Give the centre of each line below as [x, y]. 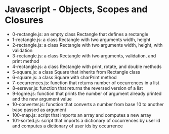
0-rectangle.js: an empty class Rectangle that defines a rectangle [80, 34]
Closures [24, 20]
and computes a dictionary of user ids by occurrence [68, 126]
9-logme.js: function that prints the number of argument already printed [87, 93]
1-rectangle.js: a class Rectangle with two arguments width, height [81, 40]
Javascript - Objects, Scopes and [76, 9]
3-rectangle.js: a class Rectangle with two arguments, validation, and [84, 56]
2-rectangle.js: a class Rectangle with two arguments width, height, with [87, 45]
